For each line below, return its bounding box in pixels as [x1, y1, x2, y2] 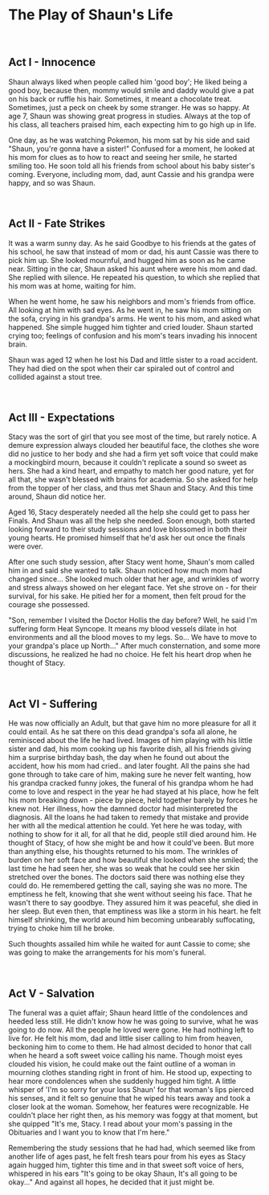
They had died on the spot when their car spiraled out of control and [8, 363, 234, 373]
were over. [8, 541, 43, 552]
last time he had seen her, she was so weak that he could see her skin [8, 864, 240, 873]
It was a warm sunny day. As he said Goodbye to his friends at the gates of [8, 238, 256, 248]
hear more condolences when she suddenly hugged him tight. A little [8, 1076, 237, 1086]
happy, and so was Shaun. [8, 178, 96, 187]
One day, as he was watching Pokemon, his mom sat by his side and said [8, 135, 251, 145]
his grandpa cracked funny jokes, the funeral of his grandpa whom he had [8, 778, 254, 788]
